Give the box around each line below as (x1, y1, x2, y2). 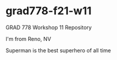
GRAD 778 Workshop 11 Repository (5, 24, 92, 31)
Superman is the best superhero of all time (5, 46, 112, 54)
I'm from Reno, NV (5, 35, 52, 42)
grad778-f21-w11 (5, 4, 92, 18)
